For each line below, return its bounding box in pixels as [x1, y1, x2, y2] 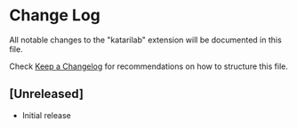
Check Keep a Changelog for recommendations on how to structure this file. [9, 61, 289, 72]
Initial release [21, 109, 71, 120]
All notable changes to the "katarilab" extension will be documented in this [9, 34, 282, 45]
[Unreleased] [9, 87, 84, 102]
